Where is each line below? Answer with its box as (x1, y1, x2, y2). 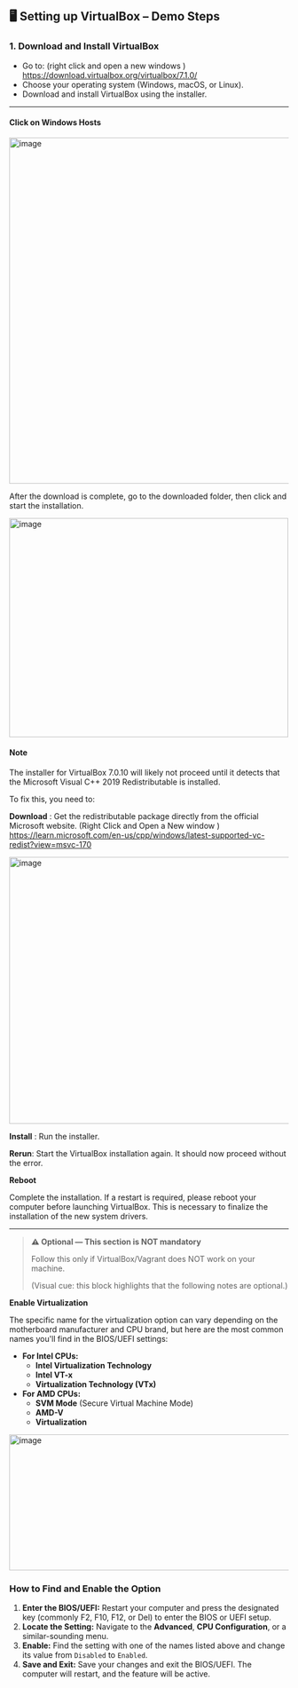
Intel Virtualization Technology (35, 1361, 153, 1371)
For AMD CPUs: (21, 1389, 82, 1400)
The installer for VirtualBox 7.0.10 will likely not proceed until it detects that (9, 768, 280, 778)
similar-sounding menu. (21, 1631, 109, 1642)
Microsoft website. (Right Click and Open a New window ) (9, 821, 220, 832)
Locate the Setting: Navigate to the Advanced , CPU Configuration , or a (21, 1621, 286, 1632)
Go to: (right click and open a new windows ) (21, 60, 186, 71)
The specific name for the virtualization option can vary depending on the (9, 1314, 278, 1326)
